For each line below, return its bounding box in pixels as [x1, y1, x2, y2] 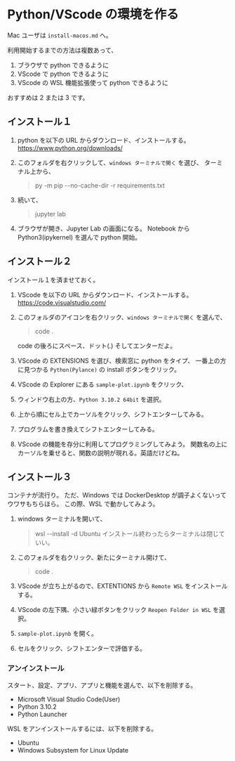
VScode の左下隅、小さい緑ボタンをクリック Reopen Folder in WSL [17, 606, 212, 614]
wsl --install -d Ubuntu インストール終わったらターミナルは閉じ [34, 530, 219, 538]
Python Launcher [17, 710, 68, 718]
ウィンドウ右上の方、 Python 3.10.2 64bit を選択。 [17, 395, 166, 403]
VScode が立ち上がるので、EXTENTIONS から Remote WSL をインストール [17, 582, 228, 590]
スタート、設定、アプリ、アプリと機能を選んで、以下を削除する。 [7, 681, 197, 689]
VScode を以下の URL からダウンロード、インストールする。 [17, 290, 193, 299]
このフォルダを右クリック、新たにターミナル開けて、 [17, 553, 170, 562]
